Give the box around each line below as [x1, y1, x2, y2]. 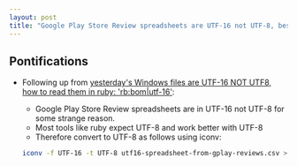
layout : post [9, 12, 57, 22]
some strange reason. [34, 113, 116, 124]
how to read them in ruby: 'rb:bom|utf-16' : [21, 87, 175, 97]
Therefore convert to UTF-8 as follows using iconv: [34, 132, 222, 142]
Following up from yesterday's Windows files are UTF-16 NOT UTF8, [21, 77, 272, 88]
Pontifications [9, 54, 88, 69]
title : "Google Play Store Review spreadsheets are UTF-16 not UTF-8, [9, 21, 275, 30]
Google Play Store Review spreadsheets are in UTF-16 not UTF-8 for [34, 103, 285, 115]
